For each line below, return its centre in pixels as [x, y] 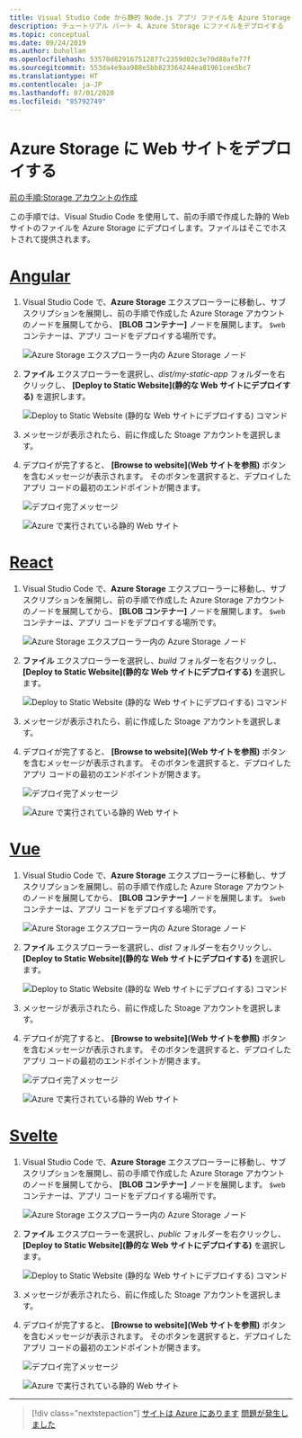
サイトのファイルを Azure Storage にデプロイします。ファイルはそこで [140, 228]
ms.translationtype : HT [54, 76]
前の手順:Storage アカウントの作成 [73, 198]
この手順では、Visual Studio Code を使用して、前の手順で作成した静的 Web [149, 217]
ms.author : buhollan [48, 51]
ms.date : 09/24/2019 [48, 43]
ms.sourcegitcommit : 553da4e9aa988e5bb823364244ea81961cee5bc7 [130, 68]
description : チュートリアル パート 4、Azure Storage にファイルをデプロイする [147, 26]
